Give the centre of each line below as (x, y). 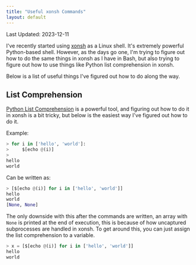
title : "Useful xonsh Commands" (46, 12)
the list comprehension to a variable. (51, 235)
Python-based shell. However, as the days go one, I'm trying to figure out (96, 52)
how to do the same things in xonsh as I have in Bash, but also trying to (93, 58)
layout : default (26, 17)
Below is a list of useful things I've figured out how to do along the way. (93, 76)
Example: (17, 133)
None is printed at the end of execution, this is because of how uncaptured (96, 223)
